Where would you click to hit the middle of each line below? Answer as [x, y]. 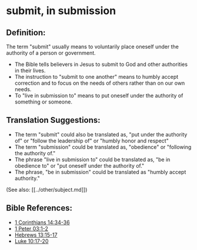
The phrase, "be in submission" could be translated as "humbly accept [100, 172]
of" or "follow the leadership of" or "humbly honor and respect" [91, 141]
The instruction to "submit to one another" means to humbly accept [96, 77]
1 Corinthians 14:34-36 [42, 222]
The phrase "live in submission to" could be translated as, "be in [92, 159]
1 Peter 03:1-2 [31, 228]
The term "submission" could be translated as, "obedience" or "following [103, 147]
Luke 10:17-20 [31, 241]
